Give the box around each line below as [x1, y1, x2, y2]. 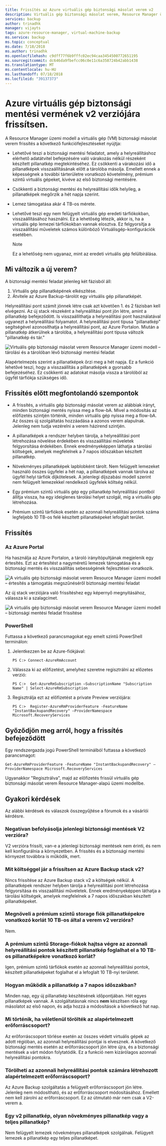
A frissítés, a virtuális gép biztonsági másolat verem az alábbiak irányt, [12, 402, 156, 408]
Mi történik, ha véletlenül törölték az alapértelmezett [5, 1016, 133, 1023]
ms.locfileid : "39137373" [5, 76, 58, 81]
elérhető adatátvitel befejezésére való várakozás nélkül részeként [12, 155, 146, 161]
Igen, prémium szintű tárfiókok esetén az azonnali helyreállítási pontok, [5, 964, 150, 970]
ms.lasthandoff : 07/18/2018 [5, 72, 63, 77]
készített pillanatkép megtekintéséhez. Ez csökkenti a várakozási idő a [12, 161, 156, 167]
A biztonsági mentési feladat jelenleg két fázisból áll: [5, 278, 112, 284]
